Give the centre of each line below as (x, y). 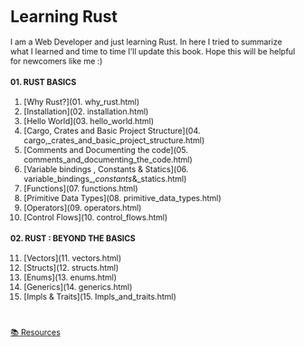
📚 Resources (36, 332)
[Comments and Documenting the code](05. (106, 150)
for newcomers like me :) (57, 61)
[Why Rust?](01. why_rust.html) (81, 102)
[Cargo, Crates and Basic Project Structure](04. (112, 131)
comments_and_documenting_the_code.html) (108, 159)
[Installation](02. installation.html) (86, 111)
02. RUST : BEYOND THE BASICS (73, 238)
